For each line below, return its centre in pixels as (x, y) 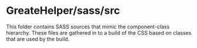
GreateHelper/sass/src (63, 11)
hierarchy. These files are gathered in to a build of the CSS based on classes (99, 32)
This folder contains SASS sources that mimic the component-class (88, 27)
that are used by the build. (38, 39)
